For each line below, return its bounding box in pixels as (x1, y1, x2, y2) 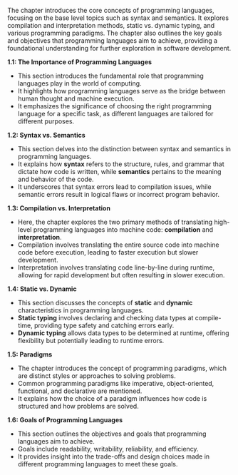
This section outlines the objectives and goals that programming (17, 429, 207, 438)
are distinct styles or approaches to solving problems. (17, 372, 176, 380)
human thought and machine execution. (17, 94, 135, 103)
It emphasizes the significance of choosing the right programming (17, 102, 212, 110)
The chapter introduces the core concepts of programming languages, (7, 6, 214, 14)
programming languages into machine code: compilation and (33, 225, 214, 234)
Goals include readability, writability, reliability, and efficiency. (17, 445, 199, 453)
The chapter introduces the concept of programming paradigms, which (17, 364, 227, 372)
